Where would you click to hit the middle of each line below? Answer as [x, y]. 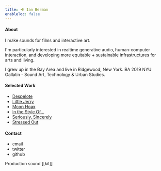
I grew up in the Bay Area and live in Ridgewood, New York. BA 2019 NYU [78, 69]
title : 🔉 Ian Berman [27, 9]
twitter [18, 149]
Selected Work [20, 86]
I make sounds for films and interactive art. [48, 40]
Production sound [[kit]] [29, 164]
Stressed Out [25, 122]
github [18, 154]
